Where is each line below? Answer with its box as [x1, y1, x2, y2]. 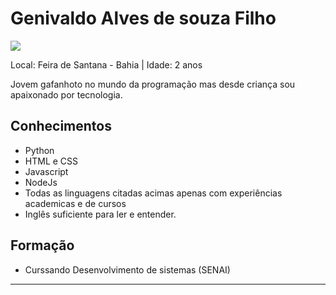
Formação [10, 237, 75, 254]
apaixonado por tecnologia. [10, 88, 123, 101]
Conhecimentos [10, 118, 112, 135]
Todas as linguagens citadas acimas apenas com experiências [24, 187, 283, 199]
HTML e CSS [24, 155, 79, 167]
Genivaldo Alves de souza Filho [10, 7, 277, 30]
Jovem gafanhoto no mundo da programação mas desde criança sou [10, 78, 296, 90]
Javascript [24, 165, 69, 177]
